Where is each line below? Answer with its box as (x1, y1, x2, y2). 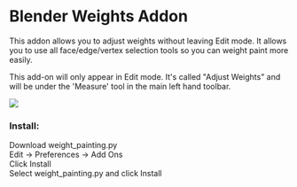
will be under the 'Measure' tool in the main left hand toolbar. (9, 81, 231, 91)
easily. (9, 54, 33, 65)
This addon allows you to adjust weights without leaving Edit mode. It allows (9, 35, 287, 46)
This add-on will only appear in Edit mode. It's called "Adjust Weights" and (9, 71, 281, 82)
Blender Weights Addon (9, 6, 189, 27)
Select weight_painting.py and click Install (9, 168, 162, 179)
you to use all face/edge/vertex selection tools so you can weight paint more (9, 44, 289, 55)
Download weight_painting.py (9, 140, 118, 151)
